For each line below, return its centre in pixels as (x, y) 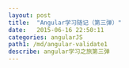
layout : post (30, 15)
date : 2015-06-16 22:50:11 (56, 30)
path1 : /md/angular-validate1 (58, 45)
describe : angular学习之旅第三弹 (59, 52)
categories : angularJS (46, 37)
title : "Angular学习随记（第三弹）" (65, 23)
